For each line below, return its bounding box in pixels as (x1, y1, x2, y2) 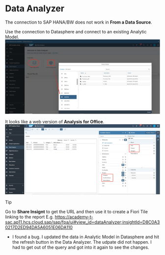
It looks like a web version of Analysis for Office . (5, 118, 105, 124)
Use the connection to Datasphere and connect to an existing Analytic (5, 28, 147, 34)
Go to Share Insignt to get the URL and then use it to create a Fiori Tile (5, 209, 148, 215)
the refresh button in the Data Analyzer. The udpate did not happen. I (12, 239, 152, 245)
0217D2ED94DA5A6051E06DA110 (5, 225, 73, 230)
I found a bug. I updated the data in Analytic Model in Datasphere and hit (12, 234, 160, 240)
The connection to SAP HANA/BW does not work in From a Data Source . (5, 19, 152, 25)
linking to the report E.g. (5, 214, 54, 220)
